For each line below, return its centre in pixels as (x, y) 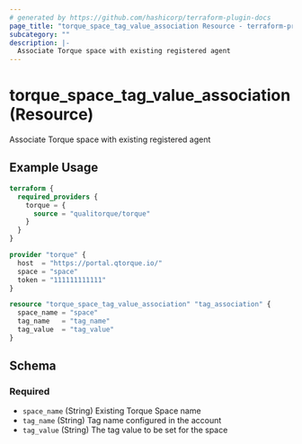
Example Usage (54, 168)
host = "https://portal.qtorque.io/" (90, 263)
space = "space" (48, 271)
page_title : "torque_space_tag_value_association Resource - (126, 26)
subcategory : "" (40, 34)
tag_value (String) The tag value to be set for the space (125, 430)
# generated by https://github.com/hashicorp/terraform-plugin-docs (140, 18)
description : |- (40, 43)
